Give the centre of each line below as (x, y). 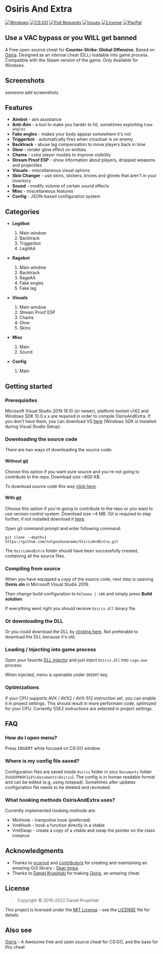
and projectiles (27, 165)
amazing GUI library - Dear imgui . (45, 868)
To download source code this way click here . (51, 487)
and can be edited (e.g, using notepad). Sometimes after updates (70, 782)
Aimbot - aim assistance (37, 119)
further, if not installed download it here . (45, 519)
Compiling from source (33, 569)
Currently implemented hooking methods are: (51, 811)
